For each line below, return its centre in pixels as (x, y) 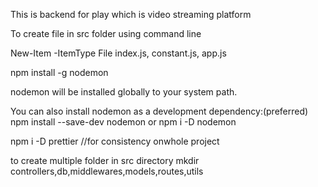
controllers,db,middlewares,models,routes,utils (107, 171)
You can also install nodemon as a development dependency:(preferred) (159, 111)
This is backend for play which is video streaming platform (131, 14)
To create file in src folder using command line (106, 33)
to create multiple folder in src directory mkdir (105, 160)
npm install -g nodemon (59, 72)
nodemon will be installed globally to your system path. (124, 92)
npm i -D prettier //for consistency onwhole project (115, 141)
